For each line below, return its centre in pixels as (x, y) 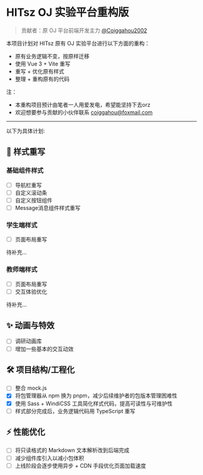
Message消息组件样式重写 (47, 207)
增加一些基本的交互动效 (44, 349)
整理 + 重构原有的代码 (42, 79)
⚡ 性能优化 (26, 432)
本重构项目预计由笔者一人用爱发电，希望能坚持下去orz (83, 104)
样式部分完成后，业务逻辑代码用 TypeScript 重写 (75, 411)
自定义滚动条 (31, 192)
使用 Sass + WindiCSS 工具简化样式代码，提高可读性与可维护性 (94, 403)
